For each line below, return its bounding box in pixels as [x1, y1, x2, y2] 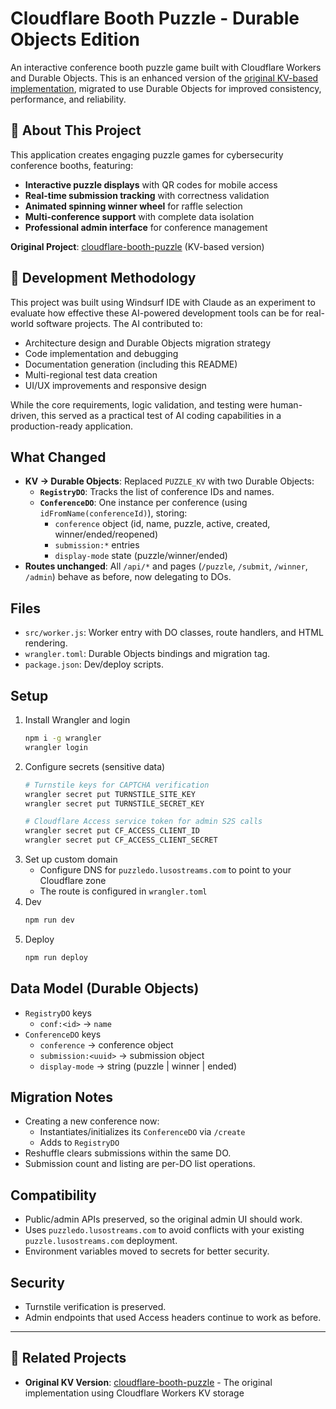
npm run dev [24, 915, 75, 925]
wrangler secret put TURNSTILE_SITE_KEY [24, 789, 196, 799]
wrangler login [24, 742, 89, 752]
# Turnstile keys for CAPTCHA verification [24, 780, 210, 790]
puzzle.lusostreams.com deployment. [24, 1235, 178, 1247]
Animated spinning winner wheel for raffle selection [24, 200, 243, 212]
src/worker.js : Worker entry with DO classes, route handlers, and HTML [24, 627, 324, 639]
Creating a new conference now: [24, 1115, 160, 1127]
